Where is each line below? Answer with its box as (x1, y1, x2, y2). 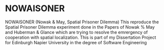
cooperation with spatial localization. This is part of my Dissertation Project (5, 34, 156, 40)
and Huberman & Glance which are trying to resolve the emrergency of (5, 29, 148, 35)
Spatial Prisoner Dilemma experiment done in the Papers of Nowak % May (5, 24, 155, 30)
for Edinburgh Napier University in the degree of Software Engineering (5, 39, 147, 45)
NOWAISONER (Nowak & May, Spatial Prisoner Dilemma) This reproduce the (5, 19, 159, 25)
